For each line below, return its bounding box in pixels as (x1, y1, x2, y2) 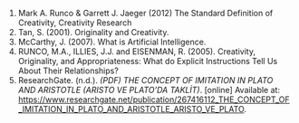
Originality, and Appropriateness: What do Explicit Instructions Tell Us (17, 56, 278, 66)
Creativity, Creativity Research (17, 17, 132, 28)
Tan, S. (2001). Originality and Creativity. (17, 27, 169, 37)
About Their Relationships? (17, 65, 120, 76)
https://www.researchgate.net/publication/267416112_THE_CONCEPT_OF (17, 94, 290, 105)
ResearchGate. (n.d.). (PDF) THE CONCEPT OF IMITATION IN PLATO (17, 75, 274, 85)
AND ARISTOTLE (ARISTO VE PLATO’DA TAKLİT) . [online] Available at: (17, 85, 281, 95)
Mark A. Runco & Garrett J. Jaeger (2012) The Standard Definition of (17, 8, 274, 18)
